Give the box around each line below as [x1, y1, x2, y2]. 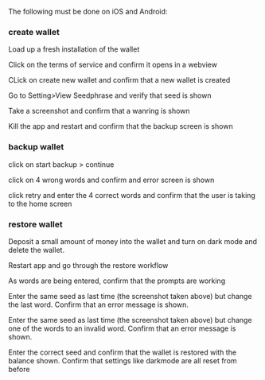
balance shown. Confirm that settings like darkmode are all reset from [8, 355, 237, 365]
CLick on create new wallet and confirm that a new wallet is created [8, 76, 231, 85]
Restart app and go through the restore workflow [8, 260, 169, 269]
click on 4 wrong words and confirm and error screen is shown [8, 175, 215, 184]
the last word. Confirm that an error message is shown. [8, 300, 189, 309]
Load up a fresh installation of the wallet [8, 45, 140, 54]
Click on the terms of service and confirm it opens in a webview [8, 60, 217, 70]
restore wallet [8, 219, 63, 230]
